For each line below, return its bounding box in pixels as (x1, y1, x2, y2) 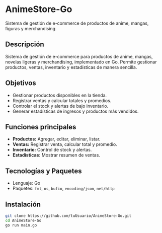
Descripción (5, 40, 44, 49)
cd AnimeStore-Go (5, 218, 42, 223)
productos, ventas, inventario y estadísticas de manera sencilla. (5, 64, 137, 70)
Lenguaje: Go (12, 180, 41, 186)
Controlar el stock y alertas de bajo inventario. (12, 103, 109, 109)
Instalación (5, 200, 41, 208)
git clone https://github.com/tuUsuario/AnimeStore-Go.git (5, 213, 132, 218)
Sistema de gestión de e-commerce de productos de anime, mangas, (5, 20, 149, 26)
